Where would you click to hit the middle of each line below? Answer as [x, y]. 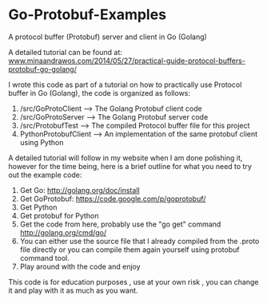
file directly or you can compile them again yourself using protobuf [130, 250]
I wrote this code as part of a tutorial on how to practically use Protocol [125, 85]
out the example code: [45, 175]
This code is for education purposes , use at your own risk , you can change [133, 281]
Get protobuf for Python [59, 215]
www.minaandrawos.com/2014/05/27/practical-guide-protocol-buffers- [127, 61]
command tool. [45, 258]
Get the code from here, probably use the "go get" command [120, 224]
